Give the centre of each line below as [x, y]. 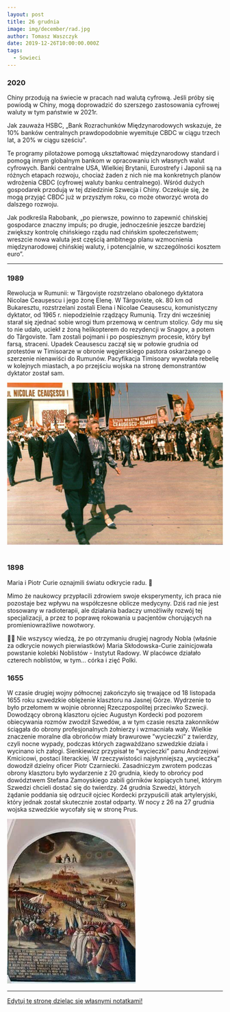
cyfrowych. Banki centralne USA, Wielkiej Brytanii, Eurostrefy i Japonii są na [114, 168]
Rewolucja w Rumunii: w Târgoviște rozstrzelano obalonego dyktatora [105, 293]
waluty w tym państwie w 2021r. [52, 112]
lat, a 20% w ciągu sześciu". [47, 140]
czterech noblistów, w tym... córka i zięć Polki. [73, 660]
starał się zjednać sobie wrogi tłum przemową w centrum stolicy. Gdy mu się [115, 322]
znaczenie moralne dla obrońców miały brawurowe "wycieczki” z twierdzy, [113, 736]
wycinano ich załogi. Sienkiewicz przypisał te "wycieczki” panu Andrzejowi [113, 751]
